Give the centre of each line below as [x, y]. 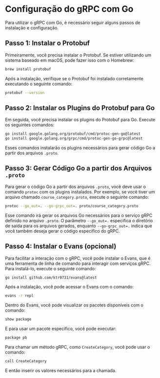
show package [18, 319]
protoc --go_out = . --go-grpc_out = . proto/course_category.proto [72, 206]
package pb [16, 338]
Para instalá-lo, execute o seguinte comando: [50, 268]
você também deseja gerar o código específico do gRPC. [63, 231]
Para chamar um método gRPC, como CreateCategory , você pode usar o [78, 347]
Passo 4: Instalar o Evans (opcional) [61, 247]
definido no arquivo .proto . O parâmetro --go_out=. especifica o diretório [79, 220]
